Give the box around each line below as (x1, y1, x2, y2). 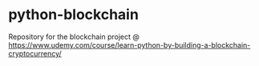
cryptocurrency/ (8, 49, 62, 58)
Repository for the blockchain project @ (8, 32, 140, 41)
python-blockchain (8, 6, 139, 24)
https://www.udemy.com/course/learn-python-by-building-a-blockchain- (8, 40, 251, 49)
